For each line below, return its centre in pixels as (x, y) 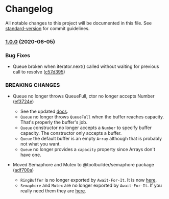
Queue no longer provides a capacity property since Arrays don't (88, 150)
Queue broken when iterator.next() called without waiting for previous (86, 66)
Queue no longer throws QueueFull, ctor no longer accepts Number (83, 96)
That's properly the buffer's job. (54, 122)
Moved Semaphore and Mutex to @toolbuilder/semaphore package (83, 165)
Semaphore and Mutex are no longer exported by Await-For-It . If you (91, 185)
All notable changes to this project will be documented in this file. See (79, 23)
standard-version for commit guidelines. (47, 28)
